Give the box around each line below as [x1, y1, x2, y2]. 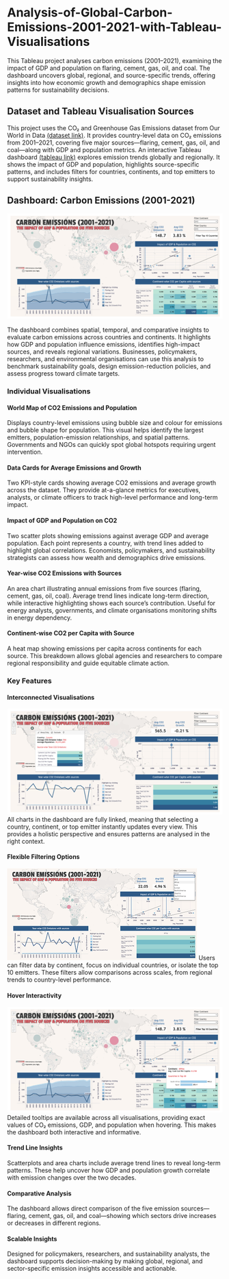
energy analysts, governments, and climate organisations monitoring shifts [7, 606, 217, 614]
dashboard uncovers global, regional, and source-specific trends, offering [7, 71, 215, 80]
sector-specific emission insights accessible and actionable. [7, 1265, 177, 1273]
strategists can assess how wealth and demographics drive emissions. [7, 553, 206, 561]
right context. [7, 837, 45, 845]
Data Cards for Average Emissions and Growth [7, 463, 142, 472]
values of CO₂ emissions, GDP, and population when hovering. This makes [7, 1121, 217, 1129]
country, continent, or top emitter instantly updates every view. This [7, 823, 198, 831]
